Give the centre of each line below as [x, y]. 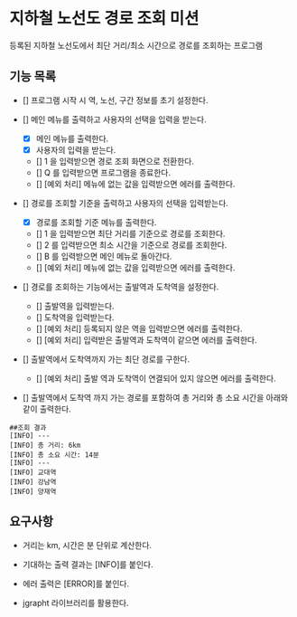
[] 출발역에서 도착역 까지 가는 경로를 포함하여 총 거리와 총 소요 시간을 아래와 [155, 397]
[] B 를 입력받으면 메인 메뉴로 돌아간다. [104, 256]
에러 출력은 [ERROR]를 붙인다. [75, 584]
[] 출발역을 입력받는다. [75, 306]
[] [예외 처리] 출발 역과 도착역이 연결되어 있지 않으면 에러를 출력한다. [156, 378]
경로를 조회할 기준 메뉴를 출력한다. [96, 222]
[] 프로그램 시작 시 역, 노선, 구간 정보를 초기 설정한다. [116, 100]
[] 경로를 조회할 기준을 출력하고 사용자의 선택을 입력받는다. [125, 203]
